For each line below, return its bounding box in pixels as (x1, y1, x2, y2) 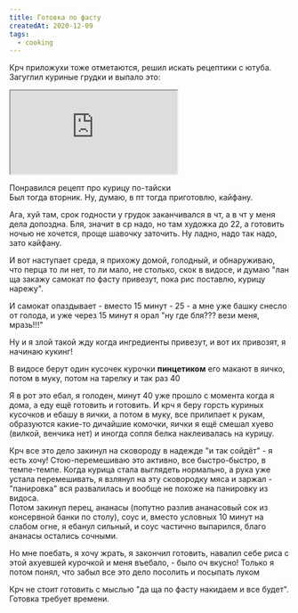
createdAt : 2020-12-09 (9, 21, 93, 30)
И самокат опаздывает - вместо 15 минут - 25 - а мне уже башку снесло (9, 300, 287, 312)
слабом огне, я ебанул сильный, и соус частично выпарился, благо (9, 521, 267, 532)
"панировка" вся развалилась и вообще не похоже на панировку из (9, 483, 269, 494)
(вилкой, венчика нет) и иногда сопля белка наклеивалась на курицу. (9, 429, 275, 439)
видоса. (9, 493, 39, 503)
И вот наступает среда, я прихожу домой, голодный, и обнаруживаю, (9, 255, 276, 266)
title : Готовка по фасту (9, 12, 101, 22)
